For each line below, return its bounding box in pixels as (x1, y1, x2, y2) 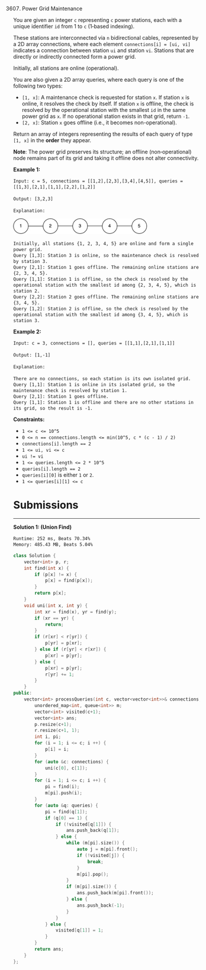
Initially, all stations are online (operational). (13, 65, 119, 72)
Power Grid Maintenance (21, 5, 83, 12)
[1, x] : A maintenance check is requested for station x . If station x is (21, 94, 189, 101)
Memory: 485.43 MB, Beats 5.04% (13, 541, 93, 547)
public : (13, 690, 33, 696)
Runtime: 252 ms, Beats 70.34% (13, 535, 91, 541)
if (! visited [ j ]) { (76, 852, 125, 858)
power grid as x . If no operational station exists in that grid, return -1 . (21, 113, 190, 120)
